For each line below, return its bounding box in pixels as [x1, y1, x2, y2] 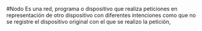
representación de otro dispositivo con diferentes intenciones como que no [6, 12, 196, 19]
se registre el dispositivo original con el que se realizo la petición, [6, 18, 171, 25]
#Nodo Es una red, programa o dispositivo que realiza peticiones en [6, 5, 178, 12]
